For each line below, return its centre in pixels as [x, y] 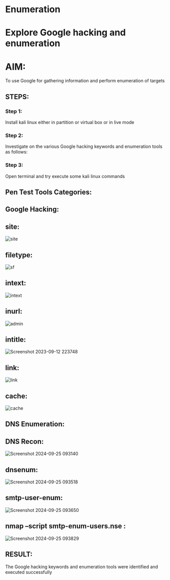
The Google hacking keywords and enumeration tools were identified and [82, 567]
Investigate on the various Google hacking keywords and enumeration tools [84, 146]
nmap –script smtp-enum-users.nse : [66, 526]
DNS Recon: [25, 441]
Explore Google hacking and [66, 33]
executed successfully [29, 572]
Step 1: [14, 111]
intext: [16, 283]
